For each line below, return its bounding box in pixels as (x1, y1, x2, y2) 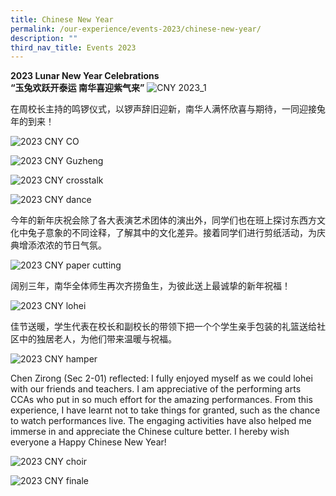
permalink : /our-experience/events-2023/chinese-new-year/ (10, 24, 262, 34)
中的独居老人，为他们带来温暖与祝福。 (18, 333, 177, 345)
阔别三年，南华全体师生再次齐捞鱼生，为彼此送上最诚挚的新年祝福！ (10, 280, 291, 292)
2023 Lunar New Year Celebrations (10, 70, 160, 82)
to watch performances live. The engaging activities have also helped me (10, 415, 312, 427)
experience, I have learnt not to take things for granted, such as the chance (10, 404, 321, 416)
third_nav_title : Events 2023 (10, 42, 137, 53)
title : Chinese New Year (10, 14, 114, 25)
